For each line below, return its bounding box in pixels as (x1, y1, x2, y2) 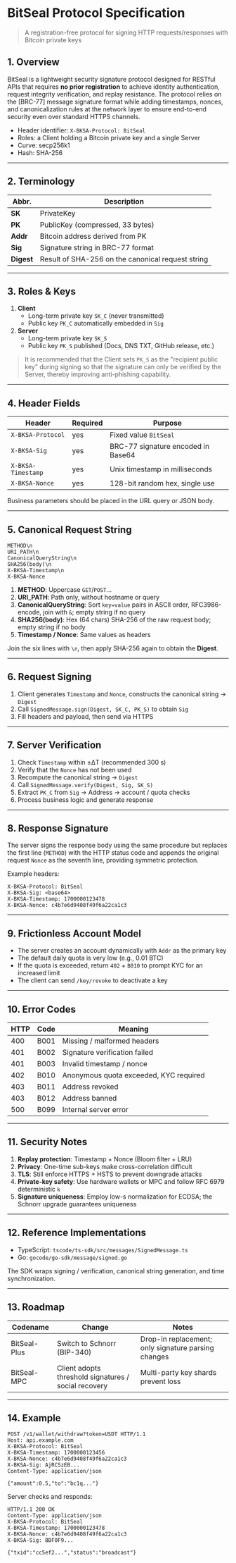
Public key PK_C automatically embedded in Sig (27, 319, 164, 328)
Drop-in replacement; (140, 1334, 213, 1344)
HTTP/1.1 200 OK (7, 1506, 55, 1513)
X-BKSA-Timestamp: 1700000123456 (7, 1450, 105, 1457)
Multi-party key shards (140, 1367, 217, 1377)
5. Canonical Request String (7, 524, 132, 536)
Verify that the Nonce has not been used (17, 765, 132, 774)
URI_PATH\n (7, 548, 39, 555)
